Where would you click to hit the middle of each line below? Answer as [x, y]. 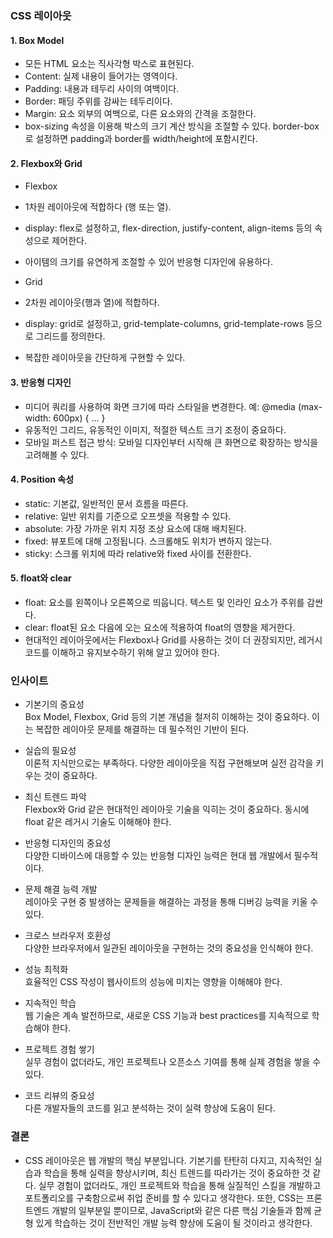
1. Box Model [37, 40]
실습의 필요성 [50, 751]
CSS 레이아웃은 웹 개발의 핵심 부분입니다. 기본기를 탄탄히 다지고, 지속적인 [168, 1160]
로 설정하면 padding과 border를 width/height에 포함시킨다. [141, 139]
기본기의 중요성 [54, 704]
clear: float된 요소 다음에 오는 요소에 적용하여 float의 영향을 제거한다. [160, 627]
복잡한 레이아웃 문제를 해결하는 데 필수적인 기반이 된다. [142, 729]
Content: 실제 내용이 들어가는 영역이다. [101, 76]
